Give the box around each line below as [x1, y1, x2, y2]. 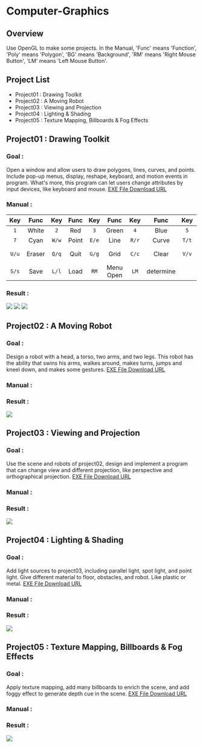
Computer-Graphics [6, 4, 109, 18]
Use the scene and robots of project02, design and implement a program [6, 460, 188, 467]
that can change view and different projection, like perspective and [6, 466, 173, 473]
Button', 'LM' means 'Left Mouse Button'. [6, 57, 108, 64]
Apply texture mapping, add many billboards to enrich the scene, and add [6, 683, 190, 691]
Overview [6, 28, 44, 39]
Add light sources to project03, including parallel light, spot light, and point [6, 567, 192, 574]
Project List [6, 74, 50, 85]
